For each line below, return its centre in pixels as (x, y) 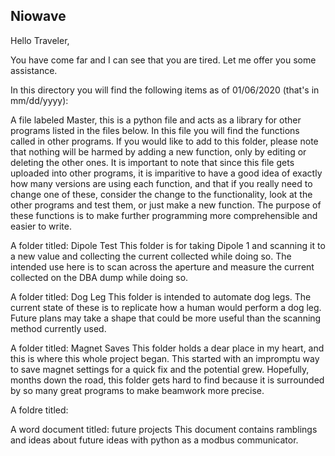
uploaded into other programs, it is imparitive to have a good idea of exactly (166, 173)
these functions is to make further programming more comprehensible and (164, 215)
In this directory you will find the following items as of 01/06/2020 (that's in (165, 90)
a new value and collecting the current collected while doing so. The (151, 256)
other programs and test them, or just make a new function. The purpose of (166, 205)
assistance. (34, 70)
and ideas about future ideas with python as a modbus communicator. (154, 440)
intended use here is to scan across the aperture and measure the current (162, 266)
